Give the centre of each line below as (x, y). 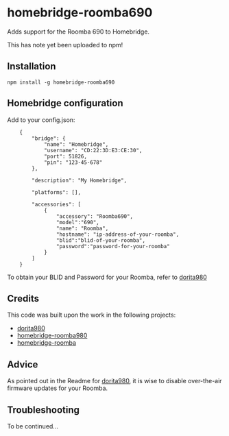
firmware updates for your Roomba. (58, 388)
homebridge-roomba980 (52, 336)
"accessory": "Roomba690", (95, 216)
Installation (32, 66)
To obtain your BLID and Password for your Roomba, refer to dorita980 (107, 277)
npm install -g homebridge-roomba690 (61, 82)
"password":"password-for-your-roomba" (113, 246)
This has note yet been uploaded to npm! (65, 45)
